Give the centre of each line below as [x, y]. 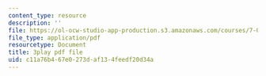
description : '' [35, 23]
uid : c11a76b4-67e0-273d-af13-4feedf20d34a [81, 60]
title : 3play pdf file [46, 52]
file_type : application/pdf [55, 38]
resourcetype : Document [47, 45]
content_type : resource [47, 15]
